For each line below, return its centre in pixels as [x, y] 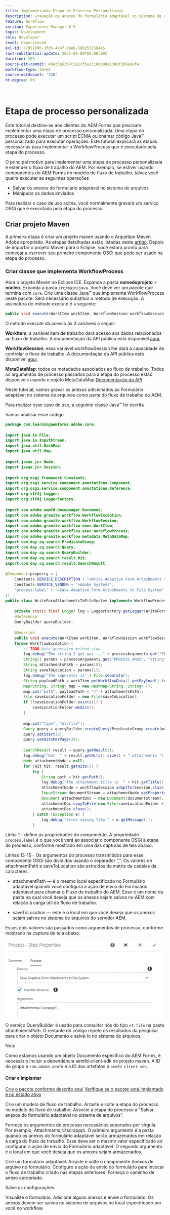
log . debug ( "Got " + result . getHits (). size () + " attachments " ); [95, 756]
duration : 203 [20, 59]
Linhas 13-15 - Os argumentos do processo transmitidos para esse [75, 855]
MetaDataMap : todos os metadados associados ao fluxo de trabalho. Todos [85, 369]
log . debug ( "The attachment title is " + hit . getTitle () [103, 782]
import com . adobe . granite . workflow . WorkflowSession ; [62, 521]
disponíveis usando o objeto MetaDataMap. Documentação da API [74, 379]
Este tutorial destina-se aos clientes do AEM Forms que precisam [73, 125]
